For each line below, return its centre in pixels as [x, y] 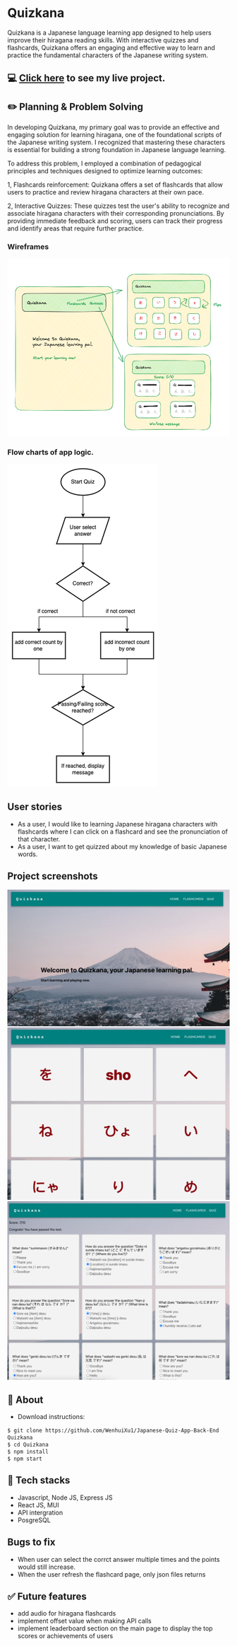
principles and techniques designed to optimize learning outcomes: [105, 171]
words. [28, 854]
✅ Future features [47, 1596]
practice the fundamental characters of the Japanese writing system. [108, 55]
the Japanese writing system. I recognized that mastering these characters [116, 142]
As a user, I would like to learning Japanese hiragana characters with [117, 824]
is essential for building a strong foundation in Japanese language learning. [117, 150]
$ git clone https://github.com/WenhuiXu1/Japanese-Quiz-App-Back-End [113, 1430]
